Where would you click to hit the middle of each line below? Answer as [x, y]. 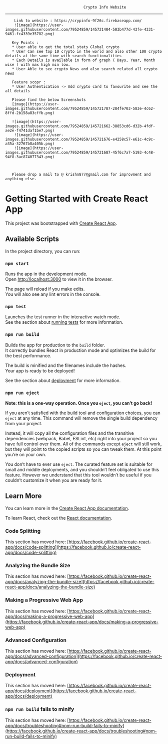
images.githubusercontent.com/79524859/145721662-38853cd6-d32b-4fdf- [80, 126]
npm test [16, 306]
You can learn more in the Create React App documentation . [67, 508]
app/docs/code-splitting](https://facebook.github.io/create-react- [73, 547]
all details [17, 91]
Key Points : [25, 43]
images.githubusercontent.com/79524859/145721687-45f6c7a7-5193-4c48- [80, 153]
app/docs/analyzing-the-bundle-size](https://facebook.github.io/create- [80, 582]
